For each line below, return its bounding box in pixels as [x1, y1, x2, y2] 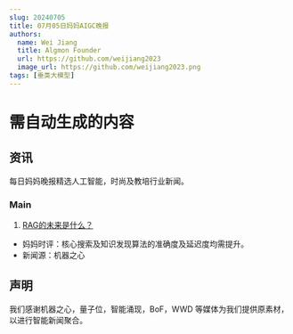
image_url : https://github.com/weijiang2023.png [17, 63, 201, 72]
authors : [9, 29, 42, 38]
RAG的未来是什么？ [21, 220, 94, 231]
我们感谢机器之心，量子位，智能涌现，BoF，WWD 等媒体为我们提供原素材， [9, 304, 289, 314]
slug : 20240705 [9, 12, 66, 22]
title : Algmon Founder [17, 46, 102, 55]
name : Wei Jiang [17, 37, 77, 47]
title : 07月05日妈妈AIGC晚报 [9, 21, 110, 30]
